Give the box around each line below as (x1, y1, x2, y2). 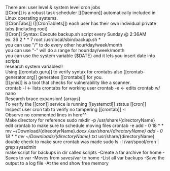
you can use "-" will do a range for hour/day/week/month (5, 48, 125, 53)
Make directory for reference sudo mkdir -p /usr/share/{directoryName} (5, 117, 155, 123)
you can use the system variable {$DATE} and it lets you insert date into (5, 53, 156, 59)
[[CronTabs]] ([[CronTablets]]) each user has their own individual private (5, 20, 156, 26)
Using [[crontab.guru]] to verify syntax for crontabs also (5, 69, 123, 75)
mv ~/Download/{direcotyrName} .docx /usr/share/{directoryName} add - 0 (5, 128, 163, 134)
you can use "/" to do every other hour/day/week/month (5, 42, 123, 48)
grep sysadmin (5, 144, 37, 150)
